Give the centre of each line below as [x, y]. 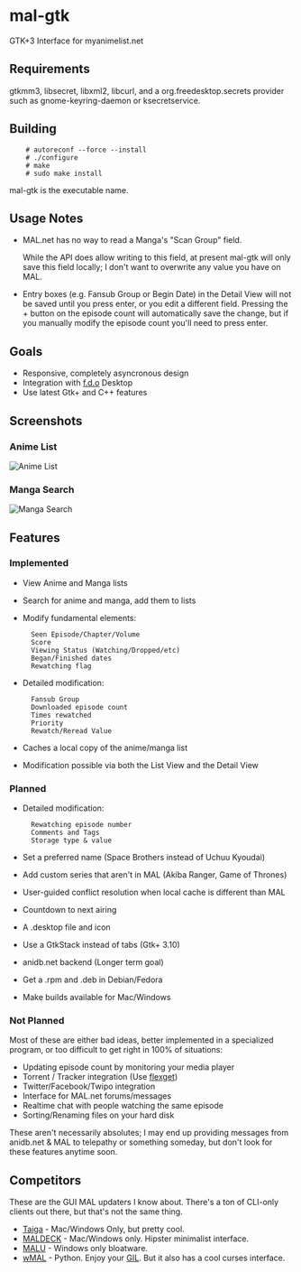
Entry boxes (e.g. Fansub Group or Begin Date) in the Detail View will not [157, 294]
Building [33, 129]
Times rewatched [61, 715]
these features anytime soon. [64, 1152]
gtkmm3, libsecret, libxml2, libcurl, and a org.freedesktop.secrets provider [147, 90]
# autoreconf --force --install [86, 150]
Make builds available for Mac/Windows [96, 998]
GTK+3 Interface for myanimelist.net [77, 41]
